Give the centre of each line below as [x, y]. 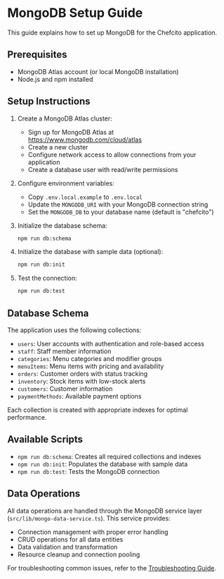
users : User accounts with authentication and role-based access [111, 344]
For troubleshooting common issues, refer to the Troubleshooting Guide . [112, 568]
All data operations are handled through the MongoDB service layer [105, 511]
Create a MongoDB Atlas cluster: [65, 118]
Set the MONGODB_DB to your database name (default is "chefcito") [121, 212]
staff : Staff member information [64, 351]
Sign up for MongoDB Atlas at [71, 132]
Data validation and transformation [67, 547]
